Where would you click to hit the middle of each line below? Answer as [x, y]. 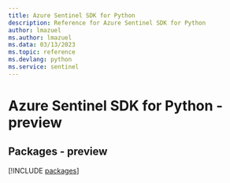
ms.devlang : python [40, 60]
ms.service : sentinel [44, 67]
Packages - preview [58, 152]
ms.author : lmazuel [40, 37]
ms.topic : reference [42, 52]
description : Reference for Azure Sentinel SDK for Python [107, 23]
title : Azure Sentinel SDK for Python [72, 15]
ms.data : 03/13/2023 [42, 45]
